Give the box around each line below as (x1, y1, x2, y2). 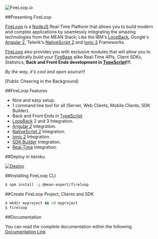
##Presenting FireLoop (5, 14, 52, 20)
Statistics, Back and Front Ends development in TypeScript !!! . (5, 59, 132, 65)
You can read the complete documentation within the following (5, 223, 132, 229)
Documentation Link (5, 229, 46, 235)
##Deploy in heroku (5, 154, 45, 159)
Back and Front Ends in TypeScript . (12, 113, 84, 119)
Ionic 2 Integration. (12, 134, 51, 139)
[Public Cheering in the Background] (5, 79, 79, 84)
